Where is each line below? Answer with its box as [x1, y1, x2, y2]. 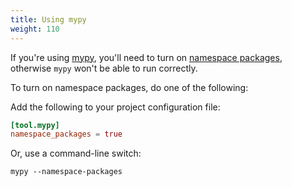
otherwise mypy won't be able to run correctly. [10, 62, 198, 74]
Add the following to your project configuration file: [10, 101, 221, 113]
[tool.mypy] [10, 120, 60, 130]
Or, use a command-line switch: [10, 147, 142, 160]
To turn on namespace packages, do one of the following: [10, 81, 249, 93]
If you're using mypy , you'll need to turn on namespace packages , [10, 51, 283, 63]
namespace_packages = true [10, 129, 123, 140]
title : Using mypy [10, 14, 87, 25]
